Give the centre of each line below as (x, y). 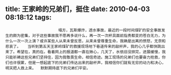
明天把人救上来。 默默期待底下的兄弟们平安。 (48, 68)
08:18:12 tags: (28, 18)
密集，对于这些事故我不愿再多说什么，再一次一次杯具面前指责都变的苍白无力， (91, 35)
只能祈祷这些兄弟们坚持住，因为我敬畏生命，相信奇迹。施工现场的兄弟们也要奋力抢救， (84, 57)
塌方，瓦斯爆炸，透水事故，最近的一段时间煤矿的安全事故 (110, 30)
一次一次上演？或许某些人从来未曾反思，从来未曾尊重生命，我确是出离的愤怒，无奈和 (89, 41)
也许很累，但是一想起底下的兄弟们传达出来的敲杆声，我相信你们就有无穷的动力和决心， (87, 63)
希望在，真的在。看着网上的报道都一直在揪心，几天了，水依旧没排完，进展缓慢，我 (91, 52)
